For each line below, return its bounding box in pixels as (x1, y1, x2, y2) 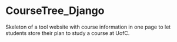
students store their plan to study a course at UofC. (5, 29, 130, 36)
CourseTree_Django (5, 4, 105, 17)
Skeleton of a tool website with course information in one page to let (5, 23, 171, 30)
